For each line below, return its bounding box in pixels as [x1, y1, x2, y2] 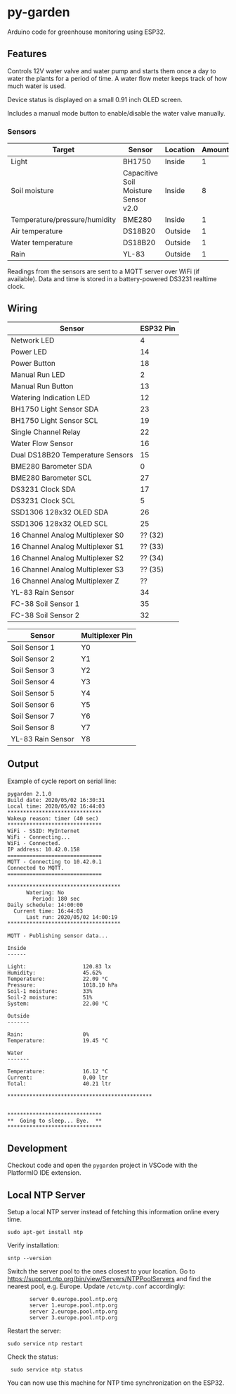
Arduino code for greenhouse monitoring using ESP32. [7, 27, 166, 36]
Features [7, 48, 47, 60]
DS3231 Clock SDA [11, 484, 76, 494]
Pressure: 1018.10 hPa [7, 981, 118, 989]
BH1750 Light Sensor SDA [11, 404, 99, 414]
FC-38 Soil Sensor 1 [11, 598, 80, 608]
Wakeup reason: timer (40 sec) [7, 815, 99, 822]
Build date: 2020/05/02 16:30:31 [7, 796, 105, 803]
